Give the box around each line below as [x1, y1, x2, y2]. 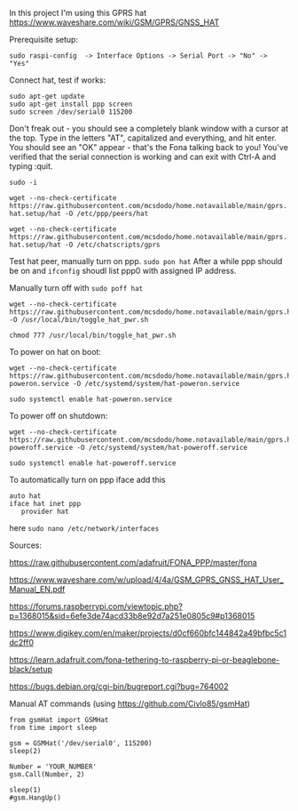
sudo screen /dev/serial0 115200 [9, 108, 133, 116]
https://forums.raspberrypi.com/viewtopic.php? [9, 601, 184, 612]
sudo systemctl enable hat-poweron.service [9, 395, 173, 404]
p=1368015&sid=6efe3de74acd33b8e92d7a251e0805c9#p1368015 [9, 611, 255, 621]
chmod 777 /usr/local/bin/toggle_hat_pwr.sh [9, 331, 176, 340]
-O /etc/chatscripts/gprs [65, 240, 161, 249]
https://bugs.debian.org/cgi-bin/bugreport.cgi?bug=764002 [9, 681, 229, 692]
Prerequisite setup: [9, 35, 78, 44]
